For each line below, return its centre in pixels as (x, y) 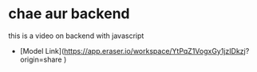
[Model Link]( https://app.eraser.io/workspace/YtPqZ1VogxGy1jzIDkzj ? (134, 51)
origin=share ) (43, 59)
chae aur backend (69, 14)
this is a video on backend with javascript (76, 36)
